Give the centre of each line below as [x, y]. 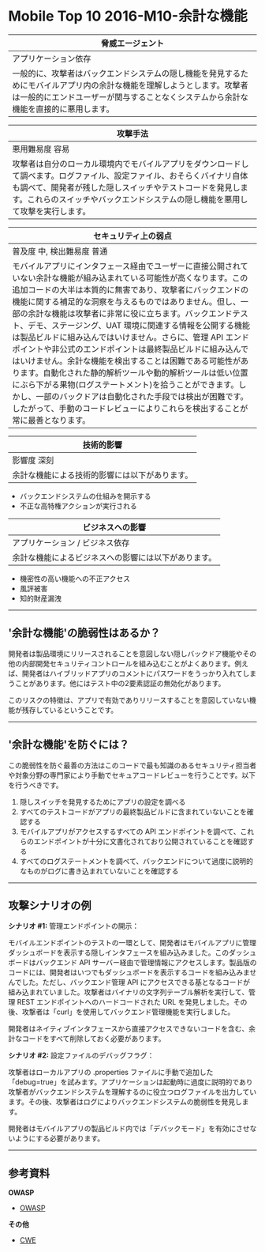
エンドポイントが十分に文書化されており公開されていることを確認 [140, 841]
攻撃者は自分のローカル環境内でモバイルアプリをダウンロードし [131, 164]
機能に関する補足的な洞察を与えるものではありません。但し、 [127, 301]
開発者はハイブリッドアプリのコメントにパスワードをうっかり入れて [132, 673]
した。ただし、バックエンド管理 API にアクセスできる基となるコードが [136, 982]
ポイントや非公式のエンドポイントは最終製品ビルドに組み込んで [131, 349]
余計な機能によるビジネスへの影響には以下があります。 [114, 557]
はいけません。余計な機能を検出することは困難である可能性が [127, 360]
